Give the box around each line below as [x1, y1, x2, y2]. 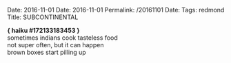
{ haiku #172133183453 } [7, 27, 81, 34]
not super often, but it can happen [7, 41, 104, 49]
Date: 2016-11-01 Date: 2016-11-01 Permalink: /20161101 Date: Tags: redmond [7, 6, 225, 14]
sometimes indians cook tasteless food [7, 34, 119, 42]
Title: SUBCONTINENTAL [7, 13, 79, 21]
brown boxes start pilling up [7, 48, 86, 56]
